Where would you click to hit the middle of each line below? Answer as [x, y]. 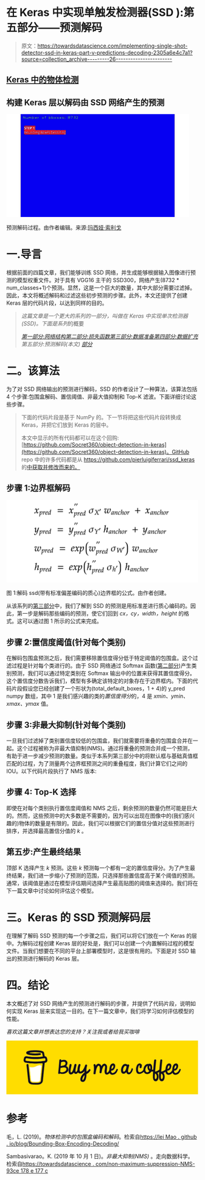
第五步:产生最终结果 [44, 852]
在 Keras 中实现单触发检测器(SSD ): [95, 12]
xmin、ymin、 [171, 696]
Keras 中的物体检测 [43, 80]
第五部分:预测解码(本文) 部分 [57, 344]
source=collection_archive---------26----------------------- [96, 59]
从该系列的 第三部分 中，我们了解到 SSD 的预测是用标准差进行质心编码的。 [98, 606]
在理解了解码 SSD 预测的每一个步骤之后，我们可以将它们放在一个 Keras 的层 [102, 936]
